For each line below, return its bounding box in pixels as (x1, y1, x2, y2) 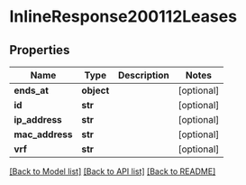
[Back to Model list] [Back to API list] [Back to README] (9, 166, 216, 177)
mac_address (14, 128, 73, 141)
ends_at (14, 84, 50, 97)
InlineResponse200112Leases (9, 6, 237, 27)
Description (118, 69, 169, 81)
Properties (9, 42, 70, 58)
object (80, 84, 110, 97)
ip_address (14, 114, 63, 125)
